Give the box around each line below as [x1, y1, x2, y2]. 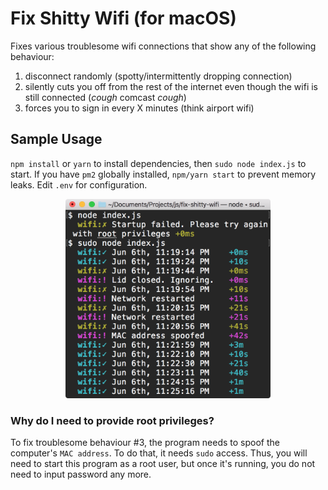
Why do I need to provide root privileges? [10, 413, 215, 427]
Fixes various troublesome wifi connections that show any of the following [10, 40, 317, 52]
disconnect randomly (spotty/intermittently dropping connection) [24, 70, 293, 82]
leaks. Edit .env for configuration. [10, 178, 148, 191]
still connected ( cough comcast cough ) [24, 91, 187, 103]
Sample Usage [10, 131, 103, 148]
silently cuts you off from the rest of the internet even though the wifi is [24, 80, 318, 92]
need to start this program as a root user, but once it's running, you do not [10, 458, 316, 470]
